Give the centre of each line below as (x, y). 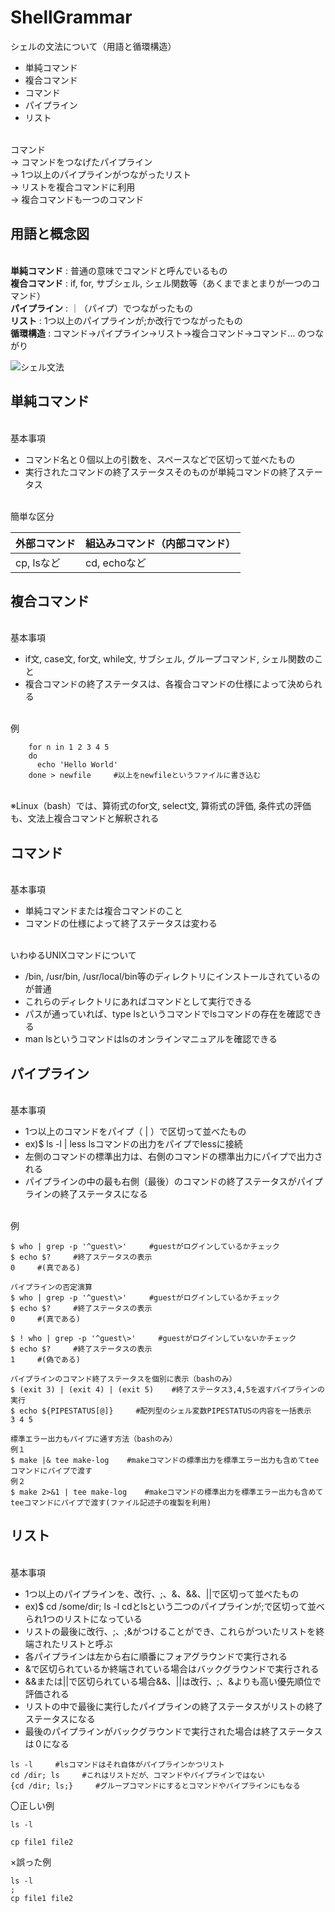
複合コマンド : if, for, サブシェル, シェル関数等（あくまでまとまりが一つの (161, 283)
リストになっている (103, 1618)
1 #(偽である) (45, 1360)
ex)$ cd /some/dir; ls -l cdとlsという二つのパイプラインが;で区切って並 (170, 1606)
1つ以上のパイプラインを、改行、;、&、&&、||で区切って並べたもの (162, 1593)
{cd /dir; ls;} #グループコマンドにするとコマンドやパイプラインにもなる (155, 1786)
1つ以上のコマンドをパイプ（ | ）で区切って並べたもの (135, 1131)
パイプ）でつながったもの (140, 308)
